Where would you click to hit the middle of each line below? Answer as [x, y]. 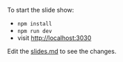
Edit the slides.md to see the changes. [62, 51]
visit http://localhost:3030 [54, 38]
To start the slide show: [41, 10]
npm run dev [34, 31]
